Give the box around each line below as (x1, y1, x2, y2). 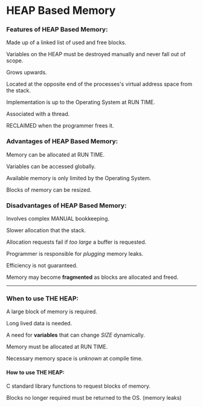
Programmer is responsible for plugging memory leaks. (6, 250, 144, 258)
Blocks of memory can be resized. (6, 186, 92, 194)
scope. (6, 57, 24, 64)
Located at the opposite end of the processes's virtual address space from (6, 80, 193, 88)
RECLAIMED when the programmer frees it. (6, 122, 114, 129)
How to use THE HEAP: (6, 368, 65, 376)
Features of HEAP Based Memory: (6, 25, 108, 34)
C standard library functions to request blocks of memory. (6, 382, 151, 389)
